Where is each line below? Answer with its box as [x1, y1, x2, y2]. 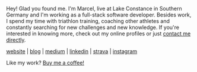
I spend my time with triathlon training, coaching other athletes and [6, 18, 170, 24]
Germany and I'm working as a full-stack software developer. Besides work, [6, 11, 192, 18]
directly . [6, 37, 26, 43]
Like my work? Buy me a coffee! [6, 59, 85, 66]
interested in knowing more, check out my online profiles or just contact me [6, 30, 191, 37]
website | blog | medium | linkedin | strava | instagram [6, 48, 138, 55]
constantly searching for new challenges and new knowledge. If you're [6, 24, 180, 31]
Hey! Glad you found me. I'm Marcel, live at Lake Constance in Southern [6, 5, 182, 12]
